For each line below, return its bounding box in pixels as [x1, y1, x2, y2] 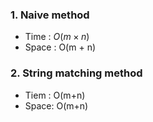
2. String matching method [10, 66, 143, 80]
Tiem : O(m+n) [24, 89, 86, 101]
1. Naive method [10, 8, 90, 22]
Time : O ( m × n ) [24, 31, 90, 43]
